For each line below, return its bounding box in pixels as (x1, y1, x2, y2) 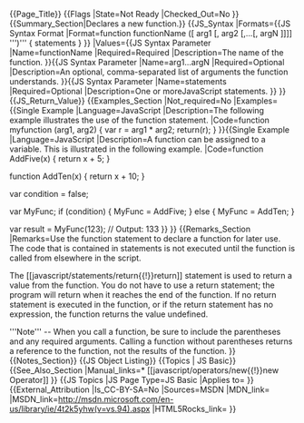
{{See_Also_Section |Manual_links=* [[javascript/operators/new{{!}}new (9, 365, 279, 376)
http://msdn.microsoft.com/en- (57, 394, 174, 404)
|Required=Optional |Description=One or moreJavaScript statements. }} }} (9, 86, 287, 96)
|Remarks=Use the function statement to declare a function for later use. (9, 233, 281, 244)
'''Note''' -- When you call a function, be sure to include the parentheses (9, 327, 281, 337)
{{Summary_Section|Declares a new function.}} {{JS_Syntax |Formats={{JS (9, 18, 291, 29)
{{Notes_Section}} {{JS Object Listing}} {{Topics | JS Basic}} (9, 355, 237, 366)
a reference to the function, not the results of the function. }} (9, 346, 236, 356)
